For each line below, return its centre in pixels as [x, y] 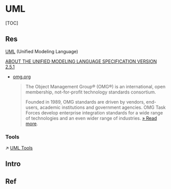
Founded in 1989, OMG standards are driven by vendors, [85, 102]
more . [32, 124]
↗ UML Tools [19, 148]
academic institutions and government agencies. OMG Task [103, 107]
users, [32, 107]
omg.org [22, 77]
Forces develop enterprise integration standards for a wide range [94, 112]
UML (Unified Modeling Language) [42, 51]
